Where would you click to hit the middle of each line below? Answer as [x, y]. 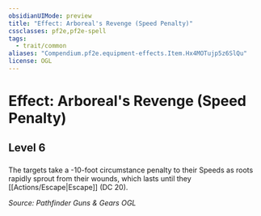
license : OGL [30, 61]
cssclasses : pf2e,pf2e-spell [57, 31]
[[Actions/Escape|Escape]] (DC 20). [68, 188]
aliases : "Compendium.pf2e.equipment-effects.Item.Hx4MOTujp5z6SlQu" [128, 53]
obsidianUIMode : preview [50, 16]
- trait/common [41, 46]
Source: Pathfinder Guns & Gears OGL [72, 203]
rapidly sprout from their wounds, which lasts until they [100, 179]
